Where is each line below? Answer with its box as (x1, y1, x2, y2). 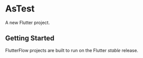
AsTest (5, 3, 35, 14)
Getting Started (5, 34, 55, 42)
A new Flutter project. (5, 19, 50, 25)
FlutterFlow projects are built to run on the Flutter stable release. (5, 47, 138, 53)
